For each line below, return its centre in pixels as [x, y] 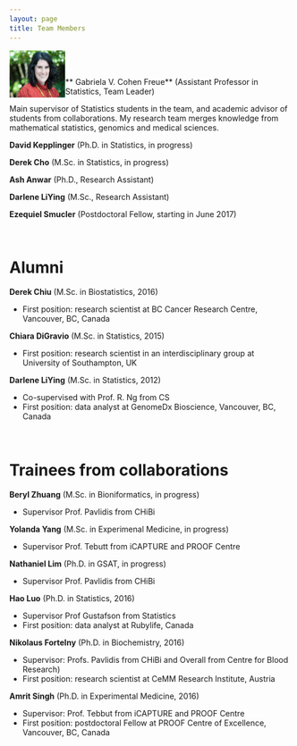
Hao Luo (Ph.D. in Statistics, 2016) [72, 599]
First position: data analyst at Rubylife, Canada [108, 625]
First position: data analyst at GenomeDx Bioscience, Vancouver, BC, [149, 407]
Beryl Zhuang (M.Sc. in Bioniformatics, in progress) [104, 495]
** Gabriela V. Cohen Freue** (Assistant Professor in [162, 81]
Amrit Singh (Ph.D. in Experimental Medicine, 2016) [104, 696]
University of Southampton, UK [79, 363]
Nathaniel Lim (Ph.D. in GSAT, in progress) [88, 564]
